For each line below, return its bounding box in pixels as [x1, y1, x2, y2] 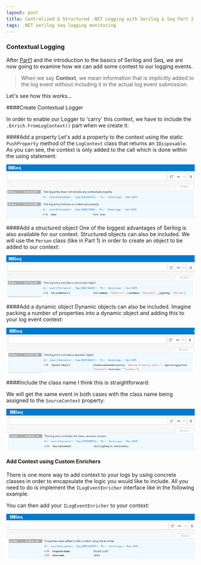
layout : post [6, 10, 39, 16]
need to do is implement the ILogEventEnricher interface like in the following [6, 484, 194, 491]
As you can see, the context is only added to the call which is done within [6, 146, 187, 153]
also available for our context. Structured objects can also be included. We [6, 230, 190, 237]
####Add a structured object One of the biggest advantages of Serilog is [6, 224, 187, 231]
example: [6, 490, 29, 497]
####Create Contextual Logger [6, 103, 84, 111]
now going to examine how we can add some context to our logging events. [6, 63, 193, 70]
